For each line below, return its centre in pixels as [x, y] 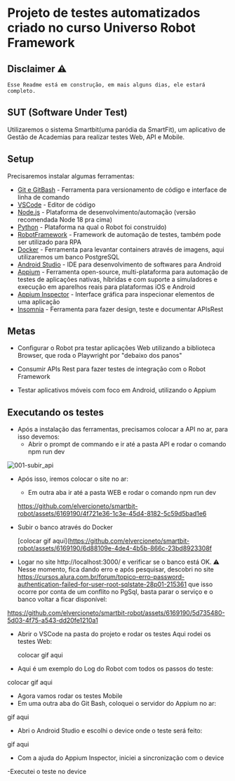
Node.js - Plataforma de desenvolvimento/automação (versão [107, 212]
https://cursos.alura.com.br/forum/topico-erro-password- [101, 577]
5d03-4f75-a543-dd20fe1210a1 [53, 621]
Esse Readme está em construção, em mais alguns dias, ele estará [106, 85]
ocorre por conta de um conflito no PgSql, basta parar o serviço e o [115, 592]
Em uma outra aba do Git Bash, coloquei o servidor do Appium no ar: [117, 704]
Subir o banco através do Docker [65, 527]
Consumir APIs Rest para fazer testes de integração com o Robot [111, 369]
